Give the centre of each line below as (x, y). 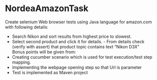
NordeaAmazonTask (47, 8)
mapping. (21, 62)
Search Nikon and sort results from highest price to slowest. (72, 36)
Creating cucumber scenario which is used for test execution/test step (82, 57)
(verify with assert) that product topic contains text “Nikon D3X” (76, 47)
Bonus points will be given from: (44, 52)
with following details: (27, 27)
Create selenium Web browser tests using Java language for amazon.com (78, 22)
